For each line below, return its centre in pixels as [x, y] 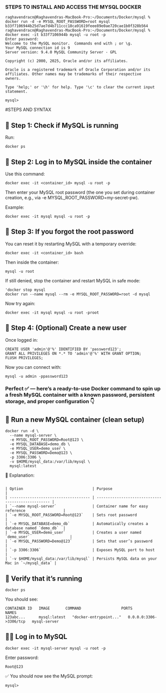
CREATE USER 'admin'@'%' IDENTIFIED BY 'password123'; [63, 349]
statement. [16, 92]
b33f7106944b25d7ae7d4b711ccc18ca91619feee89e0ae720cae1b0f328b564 [77, 26]
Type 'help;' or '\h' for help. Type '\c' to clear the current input [80, 87]
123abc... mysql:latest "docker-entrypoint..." [63, 617]
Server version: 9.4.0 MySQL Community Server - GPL [61, 52]
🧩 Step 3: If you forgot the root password [69, 232]
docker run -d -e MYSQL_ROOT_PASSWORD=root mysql [58, 22]
